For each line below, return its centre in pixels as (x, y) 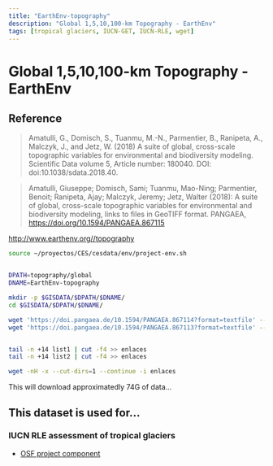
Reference (35, 118)
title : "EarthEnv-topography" (60, 16)
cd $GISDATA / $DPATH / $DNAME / (56, 305)
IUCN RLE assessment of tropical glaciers (92, 436)
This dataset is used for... (74, 413)
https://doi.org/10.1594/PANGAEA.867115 (96, 223)
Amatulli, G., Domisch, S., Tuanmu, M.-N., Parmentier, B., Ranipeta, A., (145, 138)
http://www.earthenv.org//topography (71, 239)
